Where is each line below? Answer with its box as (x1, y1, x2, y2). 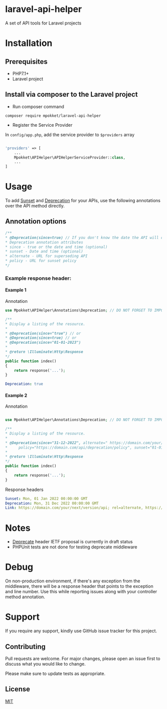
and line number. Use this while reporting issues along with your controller (5, 589, 158, 595)
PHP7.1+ (12, 70, 29, 76)
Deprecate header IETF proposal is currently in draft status (12, 539, 133, 545)
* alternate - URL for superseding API (5, 253, 88, 259)
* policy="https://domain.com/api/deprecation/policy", (5, 445, 133, 450)
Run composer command (12, 103, 65, 109)
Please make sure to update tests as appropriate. (5, 670, 106, 677)
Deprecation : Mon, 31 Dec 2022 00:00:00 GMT (5, 500, 99, 506)
